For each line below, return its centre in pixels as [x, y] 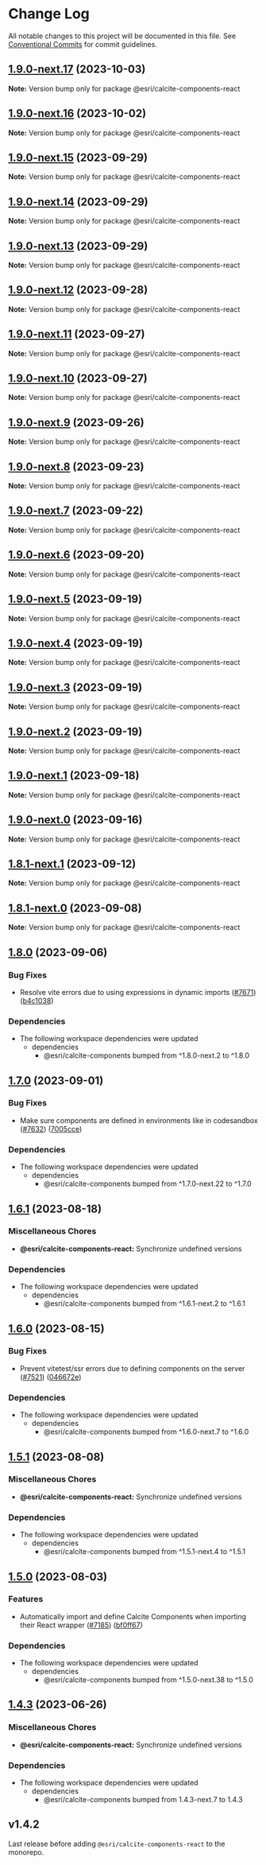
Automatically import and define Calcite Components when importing [133, 1616]
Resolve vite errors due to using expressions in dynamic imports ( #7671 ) [138, 992]
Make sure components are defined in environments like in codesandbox [139, 1120]
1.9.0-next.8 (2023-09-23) [76, 466]
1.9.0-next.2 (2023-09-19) [75, 731]
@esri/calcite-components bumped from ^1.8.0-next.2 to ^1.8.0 [146, 1055]
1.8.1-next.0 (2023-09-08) [75, 908]
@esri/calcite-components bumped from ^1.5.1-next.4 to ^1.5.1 [145, 1552]
